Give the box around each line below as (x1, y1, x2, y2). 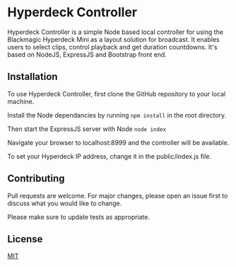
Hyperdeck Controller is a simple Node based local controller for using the (7, 28, 224, 36)
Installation (7, 71, 58, 83)
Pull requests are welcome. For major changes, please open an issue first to (7, 191, 228, 200)
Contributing (7, 173, 65, 185)
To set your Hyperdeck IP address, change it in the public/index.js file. (7, 152, 212, 160)
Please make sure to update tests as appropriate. (7, 212, 151, 221)
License (7, 233, 43, 245)
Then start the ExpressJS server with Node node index (7, 125, 166, 133)
